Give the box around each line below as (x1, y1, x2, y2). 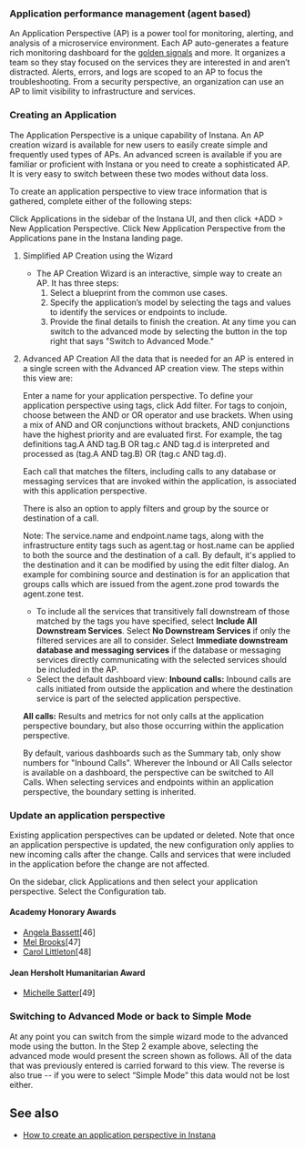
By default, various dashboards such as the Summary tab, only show (22, 747, 281, 758)
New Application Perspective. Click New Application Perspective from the (9, 222, 286, 234)
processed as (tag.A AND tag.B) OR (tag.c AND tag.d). (22, 448, 227, 459)
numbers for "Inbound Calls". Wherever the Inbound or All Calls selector (22, 757, 293, 768)
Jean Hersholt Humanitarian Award (9, 967, 146, 978)
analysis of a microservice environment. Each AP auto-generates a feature (9, 37, 290, 48)
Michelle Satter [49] (22, 987, 96, 999)
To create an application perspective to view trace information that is (9, 186, 268, 197)
